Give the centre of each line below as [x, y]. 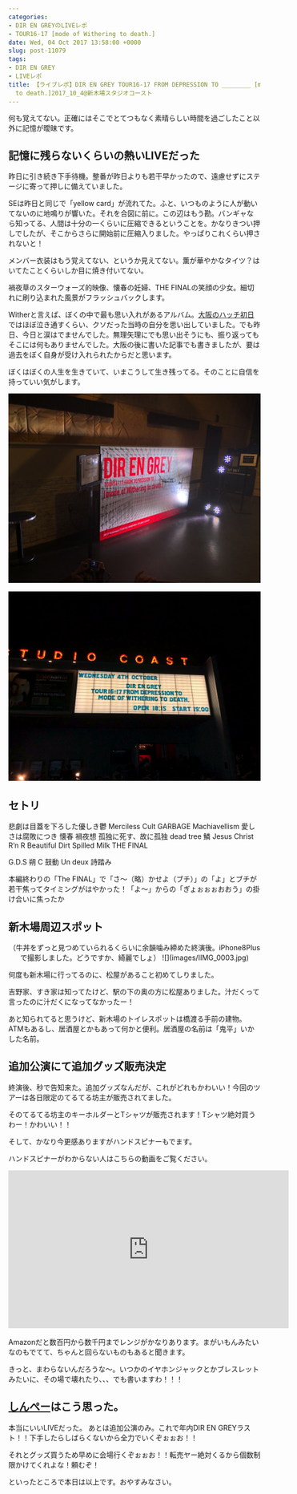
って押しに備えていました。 [81, 186]
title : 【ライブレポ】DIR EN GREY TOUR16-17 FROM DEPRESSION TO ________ [130, 84]
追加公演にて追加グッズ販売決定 [87, 1067]
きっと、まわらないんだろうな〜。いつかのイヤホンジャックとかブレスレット [134, 1369]
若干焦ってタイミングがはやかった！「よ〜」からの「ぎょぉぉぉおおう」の [131, 889]
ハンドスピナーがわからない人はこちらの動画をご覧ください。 [110, 1158]
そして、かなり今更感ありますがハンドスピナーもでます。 [102, 1141]
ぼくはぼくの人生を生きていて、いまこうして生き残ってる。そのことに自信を [134, 372]
